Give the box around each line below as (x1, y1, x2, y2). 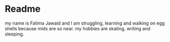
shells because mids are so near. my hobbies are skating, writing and (5, 25, 151, 31)
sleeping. (5, 31, 24, 37)
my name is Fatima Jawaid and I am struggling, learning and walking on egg (5, 20, 165, 26)
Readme (5, 3, 41, 15)
